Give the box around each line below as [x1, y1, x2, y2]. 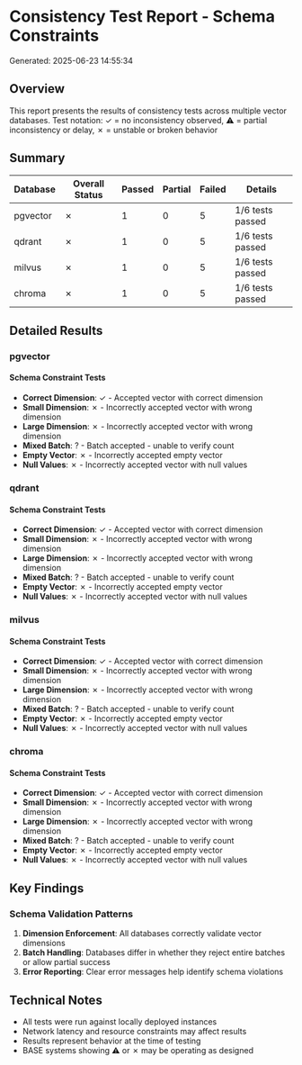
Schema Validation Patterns [9, 907, 133, 920]
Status [74, 188, 103, 201]
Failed [199, 183, 226, 195]
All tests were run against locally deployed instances [22, 1015, 218, 1027]
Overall [73, 177, 105, 190]
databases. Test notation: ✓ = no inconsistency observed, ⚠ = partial [9, 114, 268, 125]
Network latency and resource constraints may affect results [22, 1025, 247, 1036]
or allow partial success [22, 957, 111, 968]
